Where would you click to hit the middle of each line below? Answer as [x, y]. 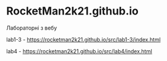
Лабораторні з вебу [32, 28]
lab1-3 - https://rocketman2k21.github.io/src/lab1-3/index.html [83, 39]
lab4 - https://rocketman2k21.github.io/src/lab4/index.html [79, 51]
